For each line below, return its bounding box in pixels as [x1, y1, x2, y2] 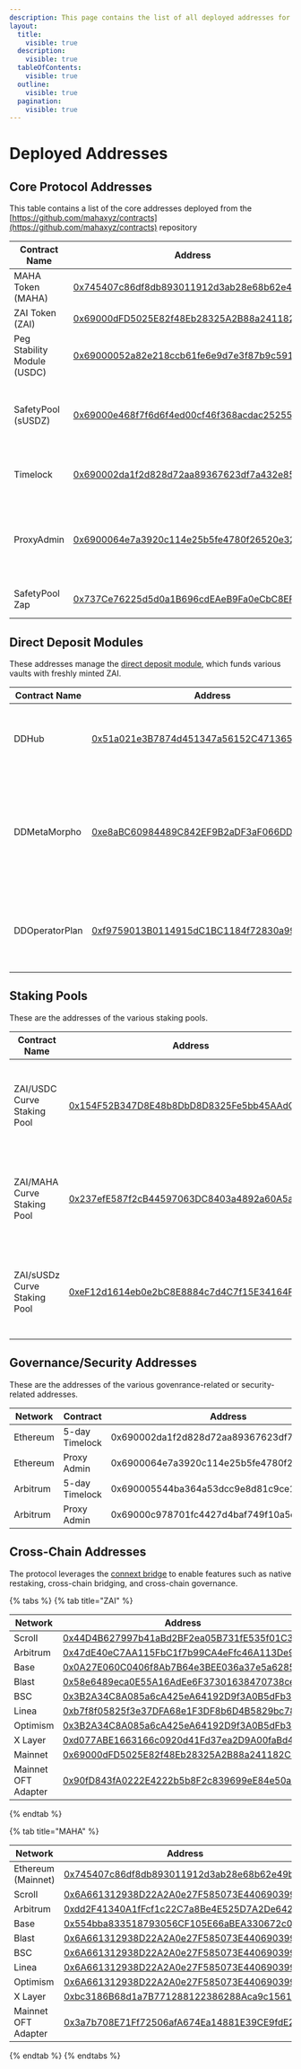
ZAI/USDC [13, 1083, 57, 1095]
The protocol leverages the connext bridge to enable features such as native [9, 1568, 292, 1579]
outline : [17, 80, 50, 89]
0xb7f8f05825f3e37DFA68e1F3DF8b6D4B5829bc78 [62, 1705, 297, 1717]
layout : [9, 22, 39, 31]
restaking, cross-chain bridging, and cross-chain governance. [9, 1577, 238, 1589]
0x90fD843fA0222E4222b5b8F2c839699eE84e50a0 [62, 1774, 297, 1786]
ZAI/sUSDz [13, 1268, 61, 1281]
